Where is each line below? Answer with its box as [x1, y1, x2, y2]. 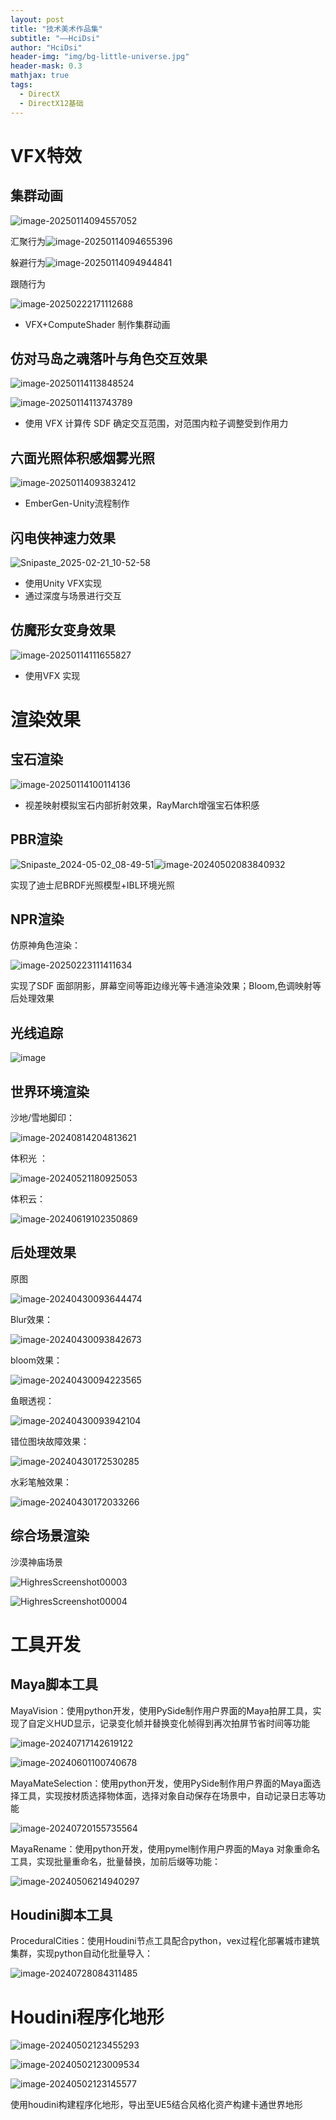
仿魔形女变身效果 [10, 622, 116, 639]
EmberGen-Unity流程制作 [24, 497, 130, 510]
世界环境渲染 [10, 1083, 90, 1100]
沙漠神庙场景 [10, 1556, 63, 1568]
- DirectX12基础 [19, 98, 84, 108]
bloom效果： [10, 1354, 63, 1366]
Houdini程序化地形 [10, 2006, 165, 2028]
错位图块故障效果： [10, 1435, 90, 1447]
